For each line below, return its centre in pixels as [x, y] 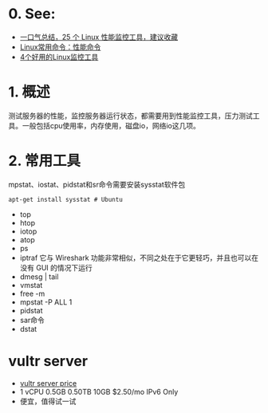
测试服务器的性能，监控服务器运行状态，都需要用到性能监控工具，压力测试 [130, 116]
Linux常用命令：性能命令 [60, 47]
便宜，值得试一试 [48, 401]
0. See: [32, 14]
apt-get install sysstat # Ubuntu [66, 199]
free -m [32, 293]
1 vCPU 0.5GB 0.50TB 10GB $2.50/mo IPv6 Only [99, 391]
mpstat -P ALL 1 [46, 302]
